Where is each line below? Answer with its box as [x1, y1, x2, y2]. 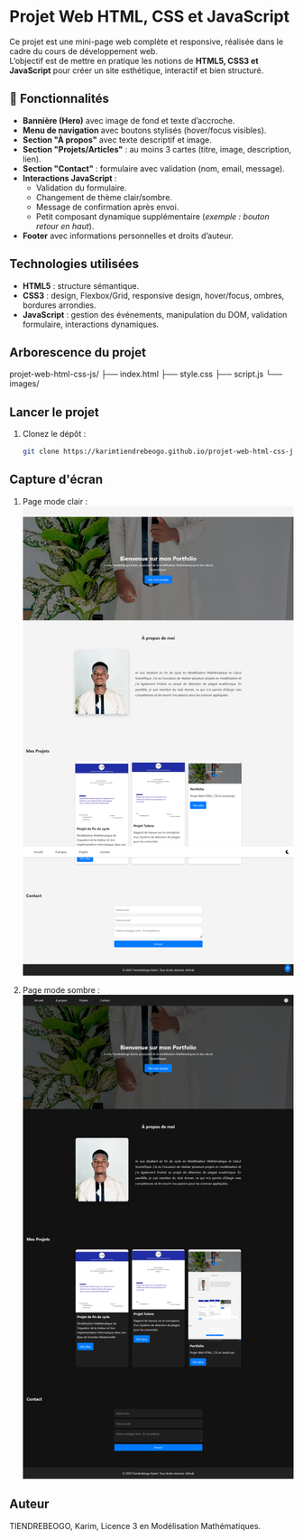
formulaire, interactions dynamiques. [22, 319, 160, 329]
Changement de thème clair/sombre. [35, 191, 173, 202]
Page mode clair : [22, 496, 88, 506]
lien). [22, 153, 42, 164]
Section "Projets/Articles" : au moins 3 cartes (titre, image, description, [22, 144, 291, 154]
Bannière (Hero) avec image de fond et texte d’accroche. [22, 115, 235, 125]
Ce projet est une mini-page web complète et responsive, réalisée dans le [9, 36, 284, 47]
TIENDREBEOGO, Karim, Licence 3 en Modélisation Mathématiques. [9, 1520, 262, 1531]
